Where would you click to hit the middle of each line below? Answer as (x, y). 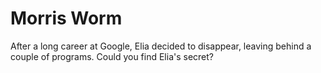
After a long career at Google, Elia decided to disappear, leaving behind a (161, 46)
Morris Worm (66, 18)
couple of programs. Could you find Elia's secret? (112, 56)
